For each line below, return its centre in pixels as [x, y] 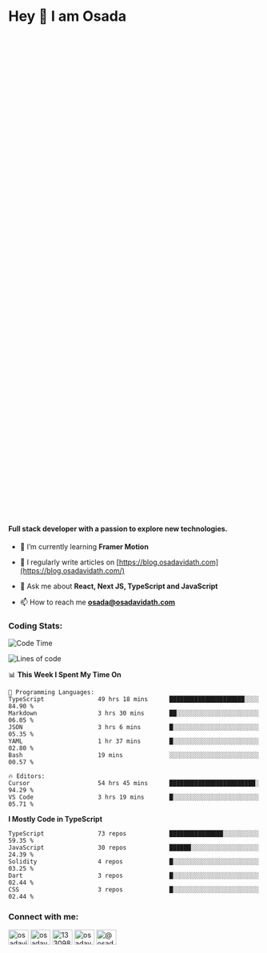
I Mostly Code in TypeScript [55, 819]
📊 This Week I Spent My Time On [65, 675]
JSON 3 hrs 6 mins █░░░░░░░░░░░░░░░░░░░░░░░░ [134, 728]
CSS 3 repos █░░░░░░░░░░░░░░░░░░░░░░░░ [134, 890]
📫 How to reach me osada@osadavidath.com [98, 602]
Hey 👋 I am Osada [67, 16]
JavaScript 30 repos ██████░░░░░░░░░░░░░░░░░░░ [134, 848]
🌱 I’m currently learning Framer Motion [84, 546]
